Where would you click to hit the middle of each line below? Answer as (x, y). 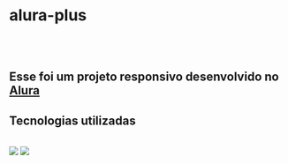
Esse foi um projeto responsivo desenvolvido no (144, 77)
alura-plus (48, 15)
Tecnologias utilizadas (72, 120)
